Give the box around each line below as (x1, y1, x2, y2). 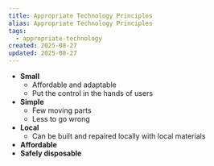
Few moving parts (31, 106, 92, 115)
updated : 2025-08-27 (8, 49, 78, 57)
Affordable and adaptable (31, 80, 117, 89)
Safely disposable (19, 148, 82, 158)
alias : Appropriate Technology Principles (8, 19, 153, 27)
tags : (8, 27, 27, 35)
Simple (19, 98, 44, 106)
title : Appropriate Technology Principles (8, 11, 153, 20)
